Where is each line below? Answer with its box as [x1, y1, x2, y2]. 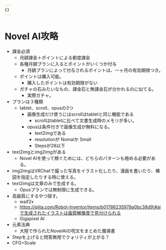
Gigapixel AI [19, 215, 45, 221]
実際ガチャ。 [27, 92, 54, 98]
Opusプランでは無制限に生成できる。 [19, 187, 97, 193]
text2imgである [34, 130, 66, 136]
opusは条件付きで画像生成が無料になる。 [27, 124, 113, 130]
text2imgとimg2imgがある [12, 149, 66, 155]
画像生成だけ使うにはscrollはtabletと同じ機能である [27, 111, 134, 117]
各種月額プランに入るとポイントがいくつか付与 [19, 61, 117, 67]
